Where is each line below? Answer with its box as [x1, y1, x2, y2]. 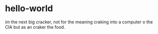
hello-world [5, 3, 53, 14]
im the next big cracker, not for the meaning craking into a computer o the [5, 19, 153, 25]
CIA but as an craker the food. [5, 24, 66, 30]
